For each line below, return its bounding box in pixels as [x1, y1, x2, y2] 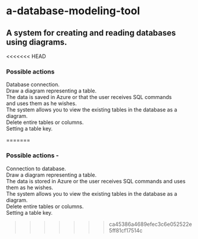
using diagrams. [6, 37, 67, 47]
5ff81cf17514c [109, 227, 143, 234]
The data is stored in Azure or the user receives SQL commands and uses [6, 177, 186, 184]
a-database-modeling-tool [6, 4, 140, 18]
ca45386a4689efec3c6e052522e [109, 221, 192, 228]
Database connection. [6, 81, 60, 88]
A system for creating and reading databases [6, 28, 176, 38]
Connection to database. [6, 165, 66, 172]
